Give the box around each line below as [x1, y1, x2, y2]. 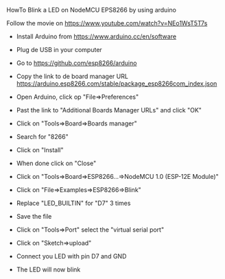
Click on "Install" [16, 146, 64, 154]
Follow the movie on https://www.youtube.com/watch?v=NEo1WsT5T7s [6, 19, 208, 27]
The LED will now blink [16, 265, 81, 274]
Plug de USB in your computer [16, 46, 102, 53]
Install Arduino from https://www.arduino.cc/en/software [16, 32, 176, 40]
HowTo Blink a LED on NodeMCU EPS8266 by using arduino [6, 6, 176, 14]
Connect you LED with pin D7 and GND [16, 252, 127, 260]
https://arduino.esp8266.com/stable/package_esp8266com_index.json [16, 80, 217, 88]
